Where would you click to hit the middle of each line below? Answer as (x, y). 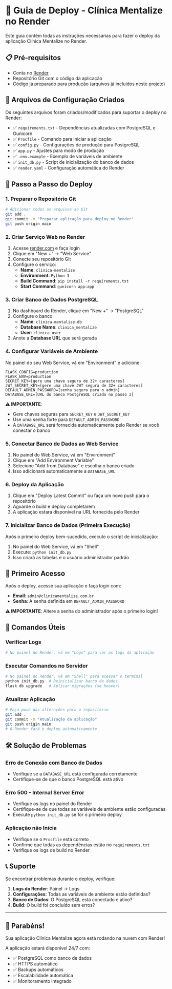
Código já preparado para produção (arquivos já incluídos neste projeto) (89, 84)
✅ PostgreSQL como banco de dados (52, 958)
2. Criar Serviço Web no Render (45, 237)
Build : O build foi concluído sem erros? (54, 905)
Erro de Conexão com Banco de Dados (54, 763)
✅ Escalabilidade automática (43, 976)
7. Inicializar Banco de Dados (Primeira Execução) (68, 525)
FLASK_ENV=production (28, 376)
